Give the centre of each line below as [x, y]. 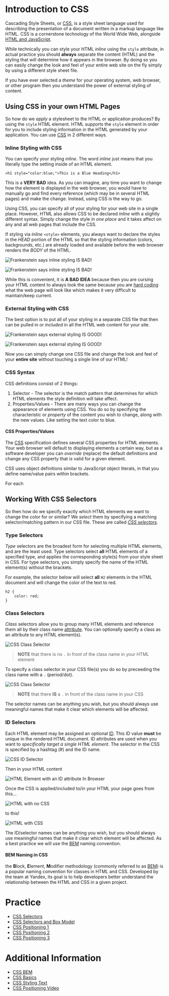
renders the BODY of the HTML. [38, 251]
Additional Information [53, 958]
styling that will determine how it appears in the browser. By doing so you [81, 59]
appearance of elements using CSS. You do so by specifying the [79, 409]
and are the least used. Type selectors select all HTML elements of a [76, 551]
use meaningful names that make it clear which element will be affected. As [83, 838]
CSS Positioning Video [36, 988]
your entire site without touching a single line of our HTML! [67, 359]
